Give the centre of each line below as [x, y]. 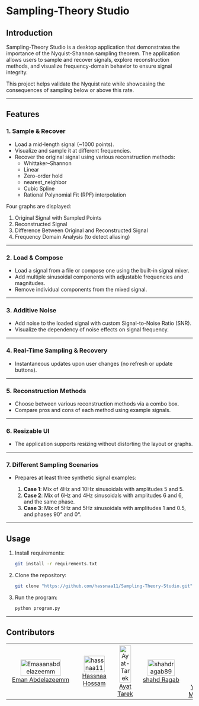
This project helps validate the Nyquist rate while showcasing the [86, 84]
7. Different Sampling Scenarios [52, 465]
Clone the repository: [41, 575]
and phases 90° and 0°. [52, 514]
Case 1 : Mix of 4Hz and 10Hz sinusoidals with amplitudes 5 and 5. [104, 489]
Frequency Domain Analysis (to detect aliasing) [72, 236]
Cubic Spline [39, 188]
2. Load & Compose [35, 258]
